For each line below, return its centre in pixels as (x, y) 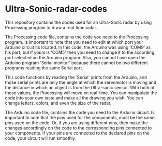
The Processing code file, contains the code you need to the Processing (77, 37)
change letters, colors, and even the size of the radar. (58, 103)
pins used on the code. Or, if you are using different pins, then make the (77, 123)
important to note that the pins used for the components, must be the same (80, 117)
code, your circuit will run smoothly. (41, 138)
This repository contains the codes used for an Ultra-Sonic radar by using (79, 22)
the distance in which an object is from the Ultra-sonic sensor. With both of (80, 87)
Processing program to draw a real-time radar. (51, 27)
